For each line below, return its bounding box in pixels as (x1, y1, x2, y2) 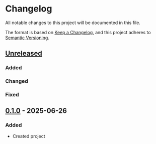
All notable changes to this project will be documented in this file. (5, 20, 141, 26)
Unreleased (5, 49, 43, 58)
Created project (12, 133, 45, 139)
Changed (5, 78, 29, 85)
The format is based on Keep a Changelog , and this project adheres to (5, 29, 151, 35)
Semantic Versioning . (5, 35, 49, 41)
